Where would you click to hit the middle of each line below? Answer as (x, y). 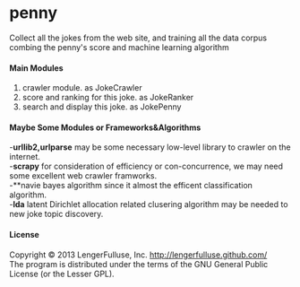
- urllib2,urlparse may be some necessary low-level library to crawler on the (150, 147)
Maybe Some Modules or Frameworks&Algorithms (105, 127)
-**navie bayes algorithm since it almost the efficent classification (131, 186)
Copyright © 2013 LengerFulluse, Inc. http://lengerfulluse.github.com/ (138, 255)
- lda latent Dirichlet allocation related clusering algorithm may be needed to (149, 204)
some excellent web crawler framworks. (83, 176)
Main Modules (37, 68)
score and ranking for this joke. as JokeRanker (108, 98)
